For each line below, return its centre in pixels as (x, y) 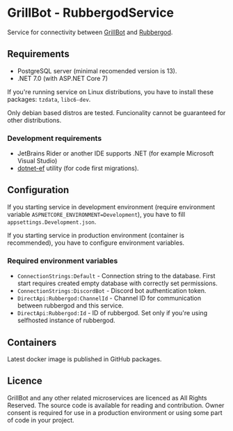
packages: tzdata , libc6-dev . (49, 99)
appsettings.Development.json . (52, 222)
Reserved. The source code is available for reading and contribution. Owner (116, 405)
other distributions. (34, 120)
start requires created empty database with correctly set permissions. (117, 283)
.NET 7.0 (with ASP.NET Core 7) (63, 78)
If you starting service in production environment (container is (96, 235)
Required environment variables (63, 261)
